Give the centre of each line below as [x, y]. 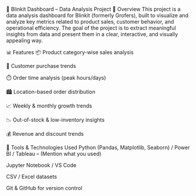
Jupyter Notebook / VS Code [41, 165]
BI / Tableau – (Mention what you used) [54, 154]
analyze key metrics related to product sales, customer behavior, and [90, 22]
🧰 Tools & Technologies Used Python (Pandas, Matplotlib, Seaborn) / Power [98, 147]
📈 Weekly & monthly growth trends [49, 106]
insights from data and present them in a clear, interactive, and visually [92, 34]
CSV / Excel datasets [32, 177]
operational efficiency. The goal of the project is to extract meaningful [91, 28]
